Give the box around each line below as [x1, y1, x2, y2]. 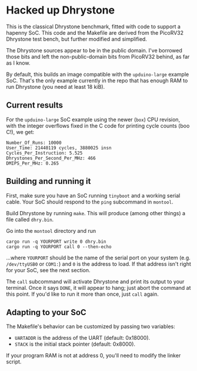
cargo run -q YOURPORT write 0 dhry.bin [6, 239, 107, 245]
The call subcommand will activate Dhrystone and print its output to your [6, 278, 185, 285]
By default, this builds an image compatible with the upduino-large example [6, 71, 189, 78]
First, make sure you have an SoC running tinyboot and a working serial [6, 192, 181, 199]
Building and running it [6, 176, 91, 186]
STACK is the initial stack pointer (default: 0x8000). [14, 340, 136, 347]
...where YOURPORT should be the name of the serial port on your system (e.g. [6, 254, 191, 261]
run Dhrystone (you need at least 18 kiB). [6, 83, 105, 90]
